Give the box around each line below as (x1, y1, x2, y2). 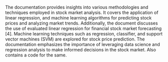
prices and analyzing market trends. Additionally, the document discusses (5, 20, 158, 26)
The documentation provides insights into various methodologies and (5, 4, 149, 10)
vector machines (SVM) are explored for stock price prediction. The (5, 36, 145, 42)
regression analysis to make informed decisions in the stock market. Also (5, 47, 156, 52)
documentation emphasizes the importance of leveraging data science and (5, 41, 160, 47)
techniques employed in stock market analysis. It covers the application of (5, 9, 159, 15)
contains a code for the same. (5, 52, 67, 58)
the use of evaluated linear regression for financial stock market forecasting (5, 25, 162, 31)
